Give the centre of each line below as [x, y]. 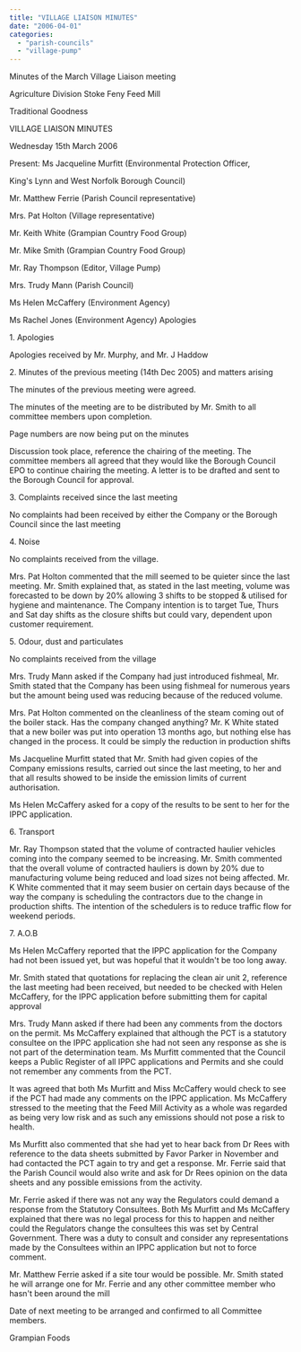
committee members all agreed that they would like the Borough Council [142, 461]
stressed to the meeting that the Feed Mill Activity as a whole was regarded [148, 1108]
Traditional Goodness [49, 111]
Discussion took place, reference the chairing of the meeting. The [130, 452]
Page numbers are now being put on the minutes [99, 434]
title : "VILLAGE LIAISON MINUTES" [74, 18]
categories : [31, 34]
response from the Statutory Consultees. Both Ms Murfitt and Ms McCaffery [150, 1209]
